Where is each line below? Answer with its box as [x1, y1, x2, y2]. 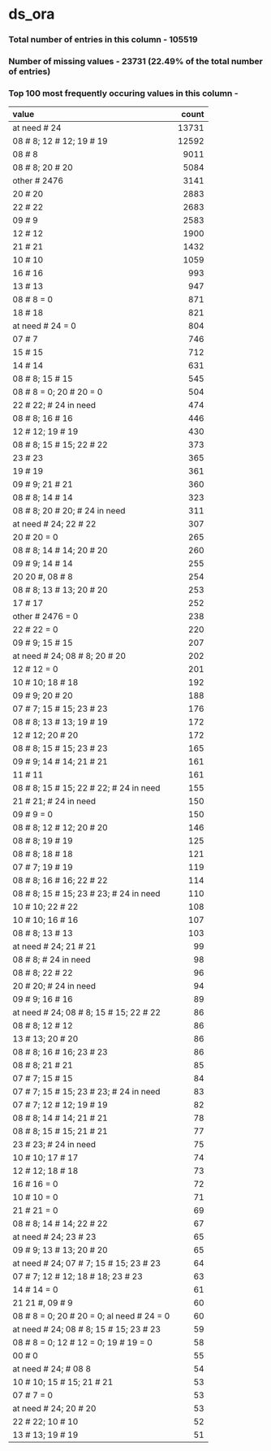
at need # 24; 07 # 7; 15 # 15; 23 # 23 [12, 1258, 161, 1269]
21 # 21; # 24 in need [12, 795, 96, 807]
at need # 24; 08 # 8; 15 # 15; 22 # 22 [12, 1007, 161, 1018]
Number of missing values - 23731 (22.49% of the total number [8, 56, 264, 67]
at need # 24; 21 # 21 [12, 941, 97, 952]
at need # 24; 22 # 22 [12, 518, 97, 530]
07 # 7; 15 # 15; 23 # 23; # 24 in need [12, 1086, 161, 1098]
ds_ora [8, 5, 55, 24]
